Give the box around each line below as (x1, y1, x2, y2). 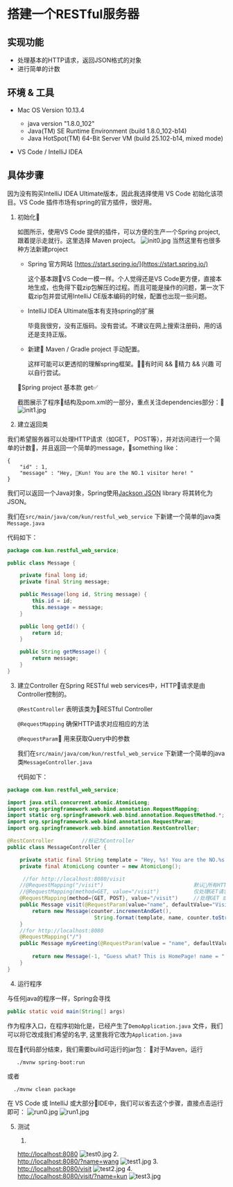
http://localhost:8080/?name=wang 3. (17, 1157, 159, 1165)
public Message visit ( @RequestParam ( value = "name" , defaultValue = (19, 901, 213, 908)
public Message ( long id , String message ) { (19, 591, 148, 598)
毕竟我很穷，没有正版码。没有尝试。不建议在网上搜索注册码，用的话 (27, 321, 223, 330)
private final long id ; (19, 572, 89, 579)
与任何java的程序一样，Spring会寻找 (7, 994, 111, 1002)
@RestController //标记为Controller (7, 837, 135, 844)
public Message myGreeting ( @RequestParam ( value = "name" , (19, 940, 191, 947)
